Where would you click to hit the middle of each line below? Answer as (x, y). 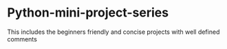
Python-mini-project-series (88, 13)
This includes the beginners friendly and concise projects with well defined (113, 32)
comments (22, 39)
